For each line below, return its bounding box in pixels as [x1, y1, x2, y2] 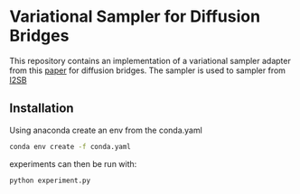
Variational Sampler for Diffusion [9, 6, 260, 27]
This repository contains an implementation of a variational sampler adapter [9, 55, 291, 66]
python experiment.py [9, 176, 91, 185]
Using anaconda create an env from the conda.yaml [9, 125, 203, 135]
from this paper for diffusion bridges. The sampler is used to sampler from [9, 65, 286, 76]
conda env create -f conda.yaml [9, 142, 131, 151]
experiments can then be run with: [9, 158, 137, 169]
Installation [9, 101, 74, 116]
